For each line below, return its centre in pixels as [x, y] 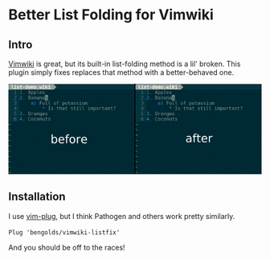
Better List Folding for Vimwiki [111, 15]
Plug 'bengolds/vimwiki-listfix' [64, 232]
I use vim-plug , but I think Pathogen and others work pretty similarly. [122, 216]
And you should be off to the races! [67, 247]
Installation [37, 197]
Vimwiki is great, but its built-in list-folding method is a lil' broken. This [125, 64]
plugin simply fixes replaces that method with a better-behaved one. [121, 72]
